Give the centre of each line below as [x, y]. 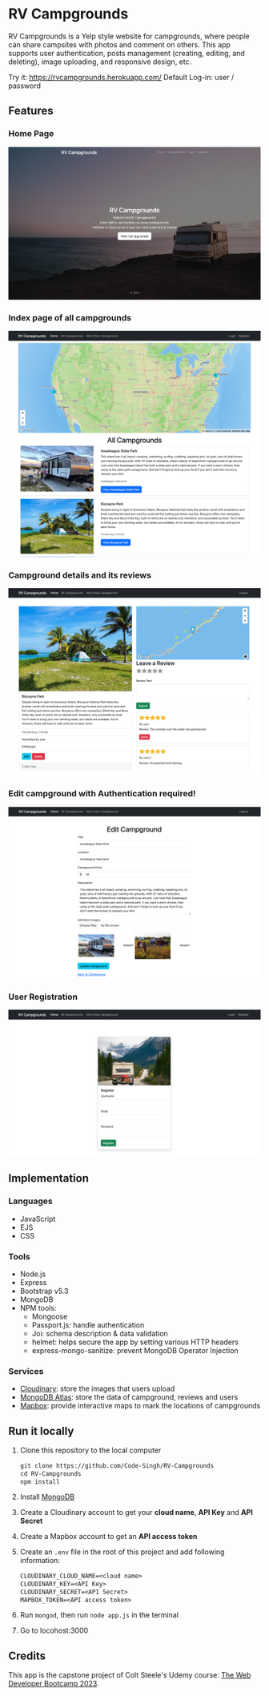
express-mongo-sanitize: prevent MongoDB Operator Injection [135, 1351]
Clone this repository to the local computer [90, 1450]
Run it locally [41, 1431]
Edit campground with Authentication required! [102, 794]
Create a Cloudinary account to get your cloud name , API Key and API [137, 1513]
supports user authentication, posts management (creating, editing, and [127, 53]
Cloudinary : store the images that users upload [97, 1389]
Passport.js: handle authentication [88, 1325]
